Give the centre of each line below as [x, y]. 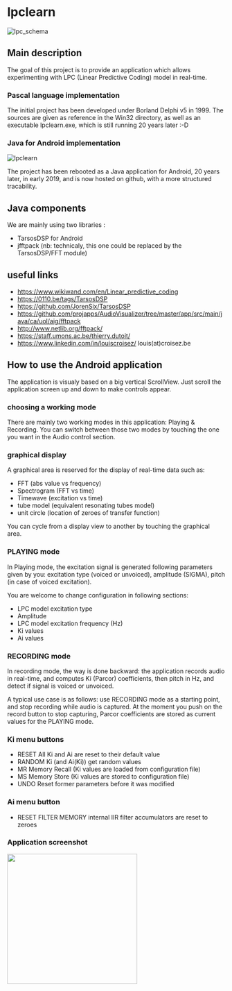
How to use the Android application [85, 365]
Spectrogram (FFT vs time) [56, 491]
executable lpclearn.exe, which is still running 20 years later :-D [98, 125]
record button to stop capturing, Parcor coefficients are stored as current [111, 714]
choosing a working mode [52, 407]
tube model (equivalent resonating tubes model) [86, 506]
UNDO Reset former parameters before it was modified [96, 784]
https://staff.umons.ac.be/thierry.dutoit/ [73, 336]
